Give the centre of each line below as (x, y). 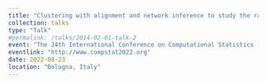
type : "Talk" (30, 30)
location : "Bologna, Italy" (55, 67)
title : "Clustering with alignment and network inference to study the (129, 15)
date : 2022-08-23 (37, 60)
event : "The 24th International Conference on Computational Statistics (131, 45)
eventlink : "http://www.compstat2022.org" (79, 52)
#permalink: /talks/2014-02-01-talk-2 (72, 38)
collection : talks (39, 23)
